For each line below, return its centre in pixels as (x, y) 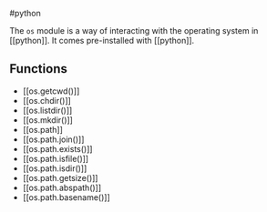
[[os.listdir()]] (47, 110)
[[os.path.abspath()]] (62, 187)
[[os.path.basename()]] (67, 197)
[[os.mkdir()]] (47, 120)
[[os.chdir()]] (46, 100)
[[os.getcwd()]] (51, 91)
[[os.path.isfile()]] (56, 158)
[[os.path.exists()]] (57, 148)
